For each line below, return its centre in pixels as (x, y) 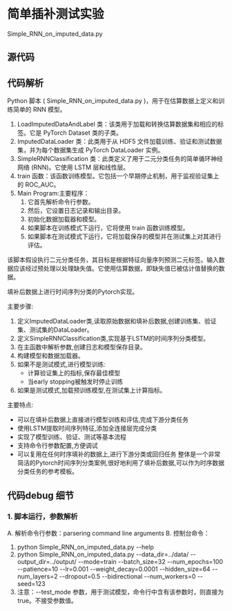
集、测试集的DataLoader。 (55, 330)
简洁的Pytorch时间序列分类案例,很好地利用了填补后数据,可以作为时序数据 (121, 463)
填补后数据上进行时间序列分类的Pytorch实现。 (73, 292)
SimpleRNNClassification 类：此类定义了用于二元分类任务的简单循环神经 (120, 159)
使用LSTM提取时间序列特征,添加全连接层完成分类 (87, 429)
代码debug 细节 (41, 495)
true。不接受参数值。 (47, 600)
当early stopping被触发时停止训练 (75, 382)
